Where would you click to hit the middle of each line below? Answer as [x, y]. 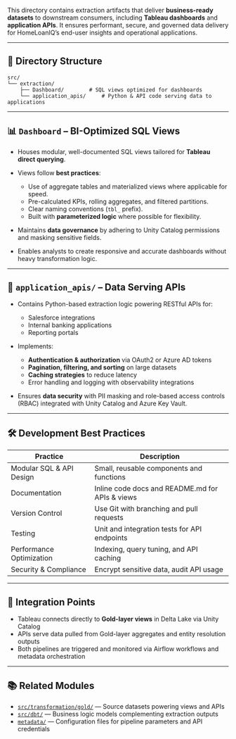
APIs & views [116, 498]
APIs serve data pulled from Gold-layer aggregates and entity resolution [122, 634]
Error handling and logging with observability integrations [111, 382]
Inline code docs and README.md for [156, 488]
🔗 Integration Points [52, 602]
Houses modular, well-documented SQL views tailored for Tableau [114, 151]
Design [22, 477]
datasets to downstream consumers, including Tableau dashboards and [112, 18]
